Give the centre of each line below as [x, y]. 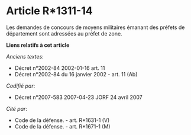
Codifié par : [21, 86]
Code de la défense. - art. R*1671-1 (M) [62, 126]
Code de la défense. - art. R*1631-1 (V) [62, 120]
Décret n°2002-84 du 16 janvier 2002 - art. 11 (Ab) [76, 74]
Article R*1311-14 [49, 11]
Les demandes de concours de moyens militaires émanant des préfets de [96, 27]
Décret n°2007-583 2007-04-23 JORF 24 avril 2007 [79, 97]
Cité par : [17, 108]
